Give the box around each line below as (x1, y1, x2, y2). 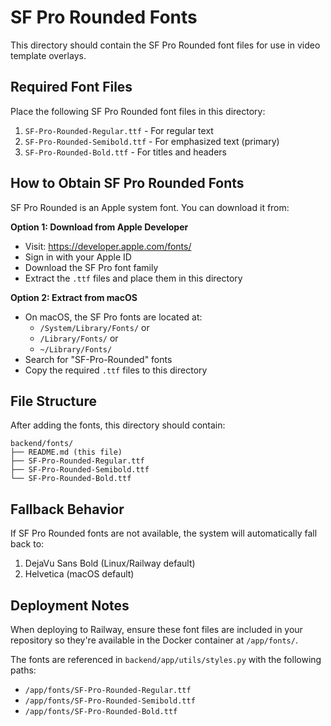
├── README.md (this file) (10, 447, 123, 458)
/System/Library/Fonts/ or (39, 321, 150, 333)
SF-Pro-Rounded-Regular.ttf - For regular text (24, 124, 214, 136)
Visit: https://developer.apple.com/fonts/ (24, 240, 192, 252)
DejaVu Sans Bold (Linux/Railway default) (24, 557, 196, 570)
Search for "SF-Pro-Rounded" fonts (24, 353, 173, 365)
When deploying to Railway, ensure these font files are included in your (10, 624, 303, 635)
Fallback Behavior (10, 501, 125, 518)
